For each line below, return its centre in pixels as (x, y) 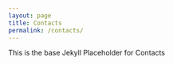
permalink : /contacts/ (46, 30)
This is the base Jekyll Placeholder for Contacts (87, 53)
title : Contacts (35, 23)
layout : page (30, 15)
